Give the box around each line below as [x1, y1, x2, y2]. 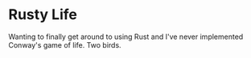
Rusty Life [8, 6, 78, 24]
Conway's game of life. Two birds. [8, 40, 122, 49]
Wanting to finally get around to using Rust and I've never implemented [8, 32, 244, 41]
